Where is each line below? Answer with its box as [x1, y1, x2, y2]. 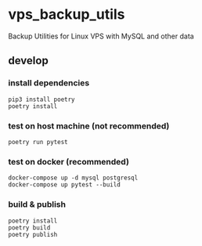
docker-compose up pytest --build [8, 181, 121, 189]
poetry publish [8, 230, 58, 238]
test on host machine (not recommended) [8, 120, 170, 131]
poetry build [8, 223, 51, 232]
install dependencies [8, 78, 90, 89]
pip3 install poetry [8, 96, 76, 103]
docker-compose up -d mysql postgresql [8, 174, 139, 182]
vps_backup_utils [8, 5, 125, 24]
